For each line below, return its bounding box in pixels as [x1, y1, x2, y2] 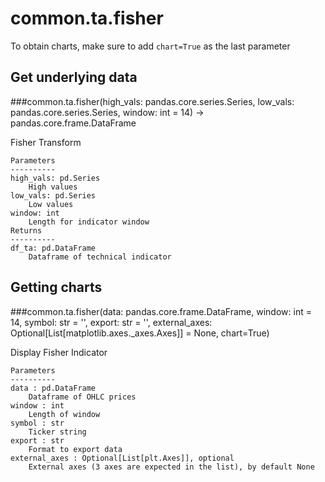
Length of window [28, 409, 101, 419]
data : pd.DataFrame [10, 383, 97, 393]
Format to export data [28, 444, 123, 454]
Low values [28, 199, 74, 209]
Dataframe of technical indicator [28, 252, 172, 262]
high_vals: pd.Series [10, 173, 101, 183]
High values [28, 182, 78, 192]
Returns [10, 225, 43, 236]
